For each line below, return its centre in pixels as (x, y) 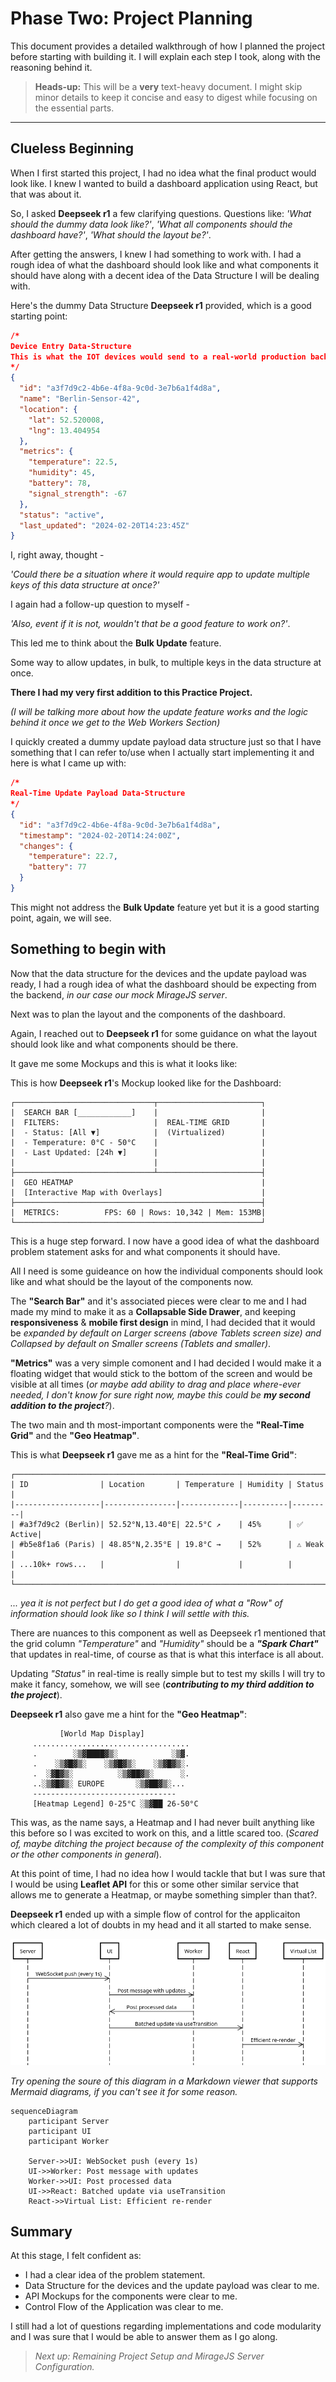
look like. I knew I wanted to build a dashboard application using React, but (164, 183)
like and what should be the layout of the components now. (132, 1281)
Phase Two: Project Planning (131, 18)
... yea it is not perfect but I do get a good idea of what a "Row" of (146, 1603)
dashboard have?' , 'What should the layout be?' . (111, 234)
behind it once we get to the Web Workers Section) (115, 723)
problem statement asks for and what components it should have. (145, 1251)
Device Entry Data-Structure (71, 346)
